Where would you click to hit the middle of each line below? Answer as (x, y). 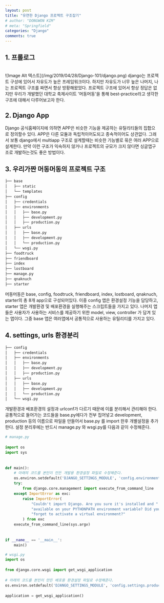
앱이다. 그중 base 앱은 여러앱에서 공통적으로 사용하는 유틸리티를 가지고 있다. (82, 318)
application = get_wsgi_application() (44, 596)
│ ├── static (20, 186)
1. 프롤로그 (20, 58)
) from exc (34, 520)
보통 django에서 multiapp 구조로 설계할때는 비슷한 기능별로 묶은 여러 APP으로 (84, 140)
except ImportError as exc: (42, 493)
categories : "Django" (27, 31)
